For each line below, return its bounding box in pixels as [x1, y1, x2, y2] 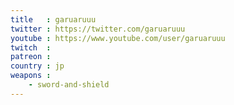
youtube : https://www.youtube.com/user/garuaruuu [10, 33, 226, 43]
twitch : [10, 42, 52, 53]
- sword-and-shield [28, 80, 110, 90]
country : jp [10, 61, 65, 71]
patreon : [10, 52, 52, 62]
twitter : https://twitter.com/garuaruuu [10, 24, 186, 34]
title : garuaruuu [10, 14, 97, 25]
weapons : [10, 71, 52, 81]
